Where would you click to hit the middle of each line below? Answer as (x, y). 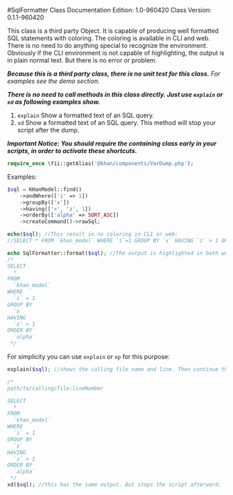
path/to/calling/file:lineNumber (55, 388)
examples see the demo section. (53, 81)
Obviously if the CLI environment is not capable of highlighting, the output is (116, 53)
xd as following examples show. (54, 102)
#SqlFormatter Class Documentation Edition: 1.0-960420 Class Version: (109, 10)
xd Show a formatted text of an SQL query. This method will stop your (116, 123)
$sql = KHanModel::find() (44, 189)
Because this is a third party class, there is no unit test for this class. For (114, 73)
